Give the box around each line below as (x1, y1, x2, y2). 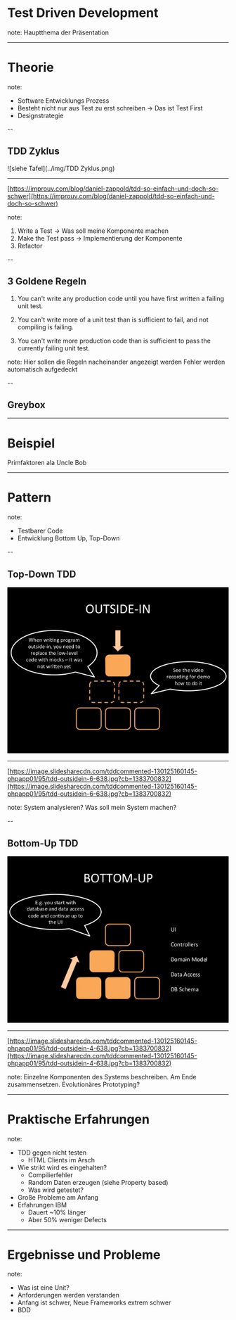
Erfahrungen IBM (17, 1200, 67, 1209)
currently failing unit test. (17, 343, 90, 353)
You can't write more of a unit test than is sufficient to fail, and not (17, 315, 209, 324)
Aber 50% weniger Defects (27, 1215, 107, 1224)
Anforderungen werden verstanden (17, 1291, 119, 1300)
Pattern (7, 490, 51, 506)
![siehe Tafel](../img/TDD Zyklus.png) (7, 164, 115, 172)
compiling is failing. (17, 322, 74, 331)
